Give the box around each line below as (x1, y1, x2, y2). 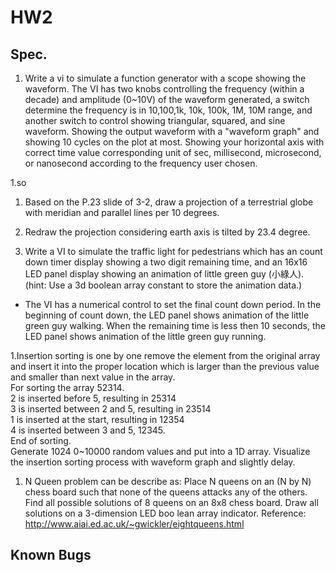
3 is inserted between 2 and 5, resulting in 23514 (10, 403, 212, 415)
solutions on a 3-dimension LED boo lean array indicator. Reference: (24, 507, 307, 519)
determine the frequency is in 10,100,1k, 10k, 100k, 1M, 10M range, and (24, 104, 313, 116)
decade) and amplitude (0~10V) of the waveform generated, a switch (24, 94, 310, 105)
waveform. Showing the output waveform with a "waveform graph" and (24, 126, 320, 137)
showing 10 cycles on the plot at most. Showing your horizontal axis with (24, 136, 325, 148)
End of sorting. (10, 435, 72, 446)
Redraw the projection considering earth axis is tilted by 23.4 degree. (24, 226, 311, 238)
